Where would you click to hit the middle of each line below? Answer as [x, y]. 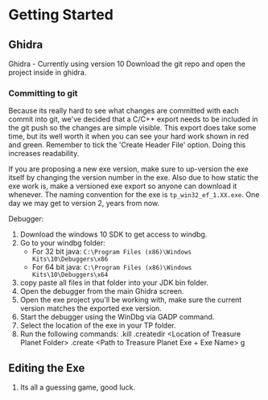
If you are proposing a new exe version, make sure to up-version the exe [128, 169]
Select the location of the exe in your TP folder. [98, 326]
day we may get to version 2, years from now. [84, 204]
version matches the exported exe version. [91, 308]
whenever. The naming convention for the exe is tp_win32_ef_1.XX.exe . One [134, 195]
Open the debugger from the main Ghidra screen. [102, 291]
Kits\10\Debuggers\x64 [70, 275]
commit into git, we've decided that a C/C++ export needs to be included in [133, 119]
